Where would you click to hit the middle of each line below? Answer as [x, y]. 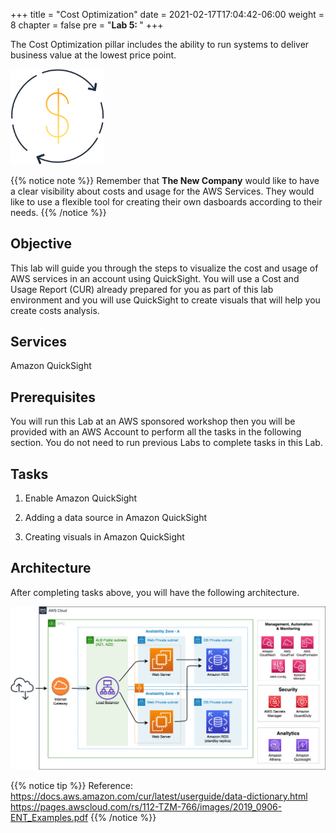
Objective [41, 244]
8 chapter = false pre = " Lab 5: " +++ [87, 25]
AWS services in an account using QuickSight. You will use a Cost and [155, 278]
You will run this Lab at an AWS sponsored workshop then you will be [153, 421]
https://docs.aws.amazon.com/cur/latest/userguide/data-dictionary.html [159, 796]
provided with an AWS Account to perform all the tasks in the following [156, 432]
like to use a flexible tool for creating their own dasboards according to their [166, 201]
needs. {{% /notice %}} [58, 212]
